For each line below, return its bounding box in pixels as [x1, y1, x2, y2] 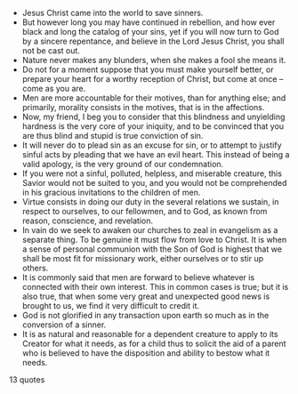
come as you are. [21, 84, 86, 93]
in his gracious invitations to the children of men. [21, 187, 201, 197]
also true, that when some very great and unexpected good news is [21, 291, 270, 302]
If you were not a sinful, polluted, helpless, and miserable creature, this [21, 168, 283, 179]
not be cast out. [21, 45, 80, 56]
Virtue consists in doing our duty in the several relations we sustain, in [21, 197, 279, 207]
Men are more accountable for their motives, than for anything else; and [21, 92, 286, 103]
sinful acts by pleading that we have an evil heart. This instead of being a [21, 149, 290, 159]
